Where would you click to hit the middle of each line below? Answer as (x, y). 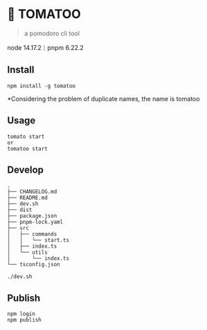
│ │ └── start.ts (38, 241)
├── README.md (28, 198)
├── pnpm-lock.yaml (35, 222)
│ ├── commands (32, 234)
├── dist (20, 210)
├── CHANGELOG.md (32, 192)
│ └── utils (28, 252)
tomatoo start (28, 148)
